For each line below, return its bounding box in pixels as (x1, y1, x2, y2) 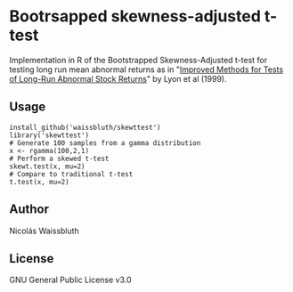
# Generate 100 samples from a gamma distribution (9, 138, 201, 148)
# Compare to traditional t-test (9, 169, 134, 179)
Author (9, 202, 49, 217)
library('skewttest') (9, 131, 90, 140)
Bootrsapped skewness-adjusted (9, 6, 261, 27)
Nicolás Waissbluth (9, 225, 80, 236)
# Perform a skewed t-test (9, 154, 110, 163)
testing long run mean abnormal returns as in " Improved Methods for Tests (9, 64, 283, 75)
